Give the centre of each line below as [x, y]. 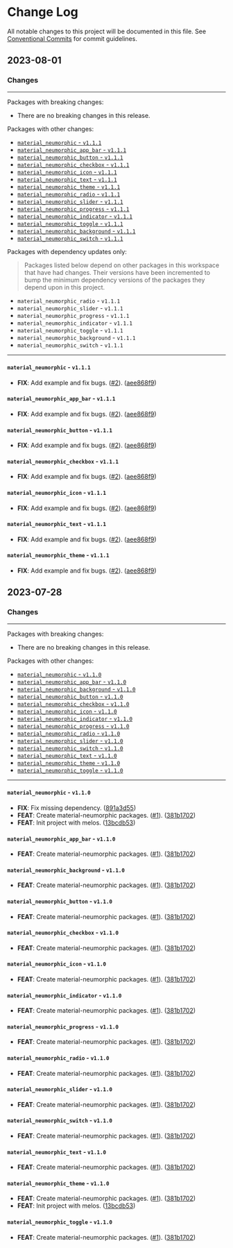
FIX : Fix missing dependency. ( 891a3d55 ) [77, 808]
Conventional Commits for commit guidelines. [72, 38]
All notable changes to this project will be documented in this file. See [107, 31]
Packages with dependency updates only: [67, 251]
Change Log [43, 12]
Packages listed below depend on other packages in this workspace [122, 265]
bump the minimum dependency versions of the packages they [114, 280]
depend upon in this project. [64, 287]
